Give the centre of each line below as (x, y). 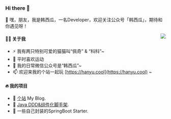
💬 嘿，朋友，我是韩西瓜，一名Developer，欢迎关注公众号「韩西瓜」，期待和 (84, 20)
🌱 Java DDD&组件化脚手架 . (41, 104)
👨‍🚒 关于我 (16, 39)
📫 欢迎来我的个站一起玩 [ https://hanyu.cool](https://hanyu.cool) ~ (82, 72)
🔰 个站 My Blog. (29, 98)
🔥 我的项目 (17, 86)
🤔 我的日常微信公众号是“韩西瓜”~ (47, 65)
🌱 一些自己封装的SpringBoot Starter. (50, 111)
